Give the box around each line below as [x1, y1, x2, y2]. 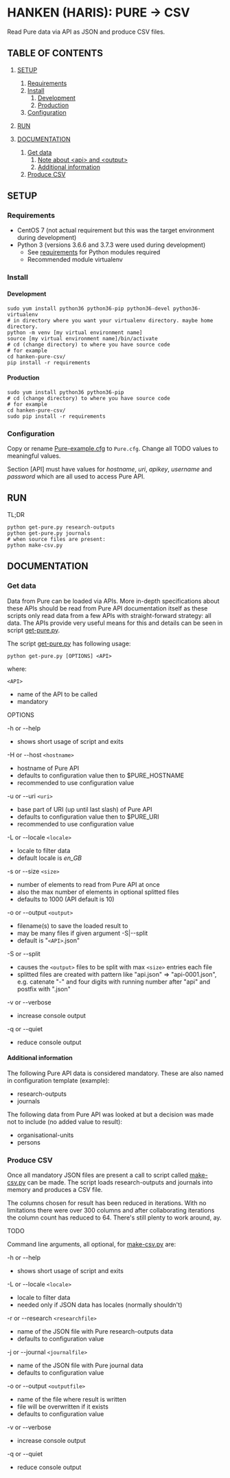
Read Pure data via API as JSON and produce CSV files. [7, 27, 165, 36]
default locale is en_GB [16, 854, 82, 862]
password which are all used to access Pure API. [7, 472, 146, 481]
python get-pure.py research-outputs [7, 524, 115, 531]
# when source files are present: [7, 536, 106, 542]
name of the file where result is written [16, 1396, 127, 1404]
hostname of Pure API [16, 764, 80, 772]
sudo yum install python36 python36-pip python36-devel [7, 305, 170, 312]
